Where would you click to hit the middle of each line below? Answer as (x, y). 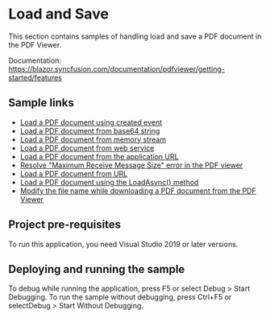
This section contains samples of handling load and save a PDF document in (135, 36)
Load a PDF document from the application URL (99, 156)
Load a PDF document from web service (87, 148)
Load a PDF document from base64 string (90, 130)
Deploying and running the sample (97, 269)
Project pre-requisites (65, 225)
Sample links (41, 103)
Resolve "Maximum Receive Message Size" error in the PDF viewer (131, 165)
